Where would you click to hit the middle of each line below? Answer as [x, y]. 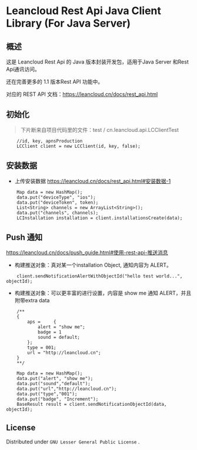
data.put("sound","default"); [54, 384]
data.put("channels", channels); [58, 213]
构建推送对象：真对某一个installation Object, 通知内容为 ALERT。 [93, 265]
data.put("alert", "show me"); [55, 379]
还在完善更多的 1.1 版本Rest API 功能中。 [55, 82]
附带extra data [32, 300]
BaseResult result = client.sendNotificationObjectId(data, [92, 405]
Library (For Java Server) [69, 23]
